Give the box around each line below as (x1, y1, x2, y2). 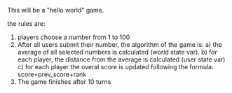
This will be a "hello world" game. (7, 6, 104, 14)
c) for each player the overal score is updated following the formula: (17, 63, 214, 71)
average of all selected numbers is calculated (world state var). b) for (17, 48, 217, 56)
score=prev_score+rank (17, 70, 87, 78)
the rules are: (7, 20, 46, 27)
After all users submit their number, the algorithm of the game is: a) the (17, 41, 222, 48)
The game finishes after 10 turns (17, 78, 111, 86)
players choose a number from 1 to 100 (17, 33, 130, 41)
